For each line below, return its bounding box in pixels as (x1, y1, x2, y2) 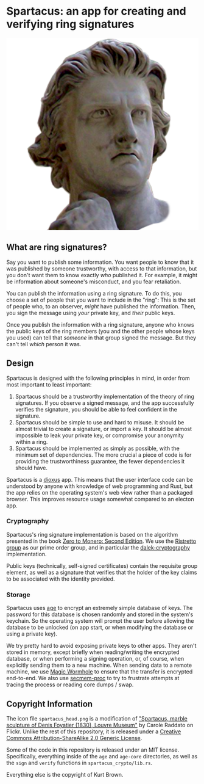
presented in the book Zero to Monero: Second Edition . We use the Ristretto (6, 537, 197, 545)
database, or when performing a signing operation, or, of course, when (6, 655, 185, 662)
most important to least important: (6, 380, 92, 388)
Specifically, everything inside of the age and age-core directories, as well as (6, 752, 198, 760)
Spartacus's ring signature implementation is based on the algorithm (6, 531, 178, 538)
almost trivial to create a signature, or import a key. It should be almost (15, 425, 192, 432)
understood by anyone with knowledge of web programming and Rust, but (6, 482, 193, 490)
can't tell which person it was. (6, 340, 82, 347)
